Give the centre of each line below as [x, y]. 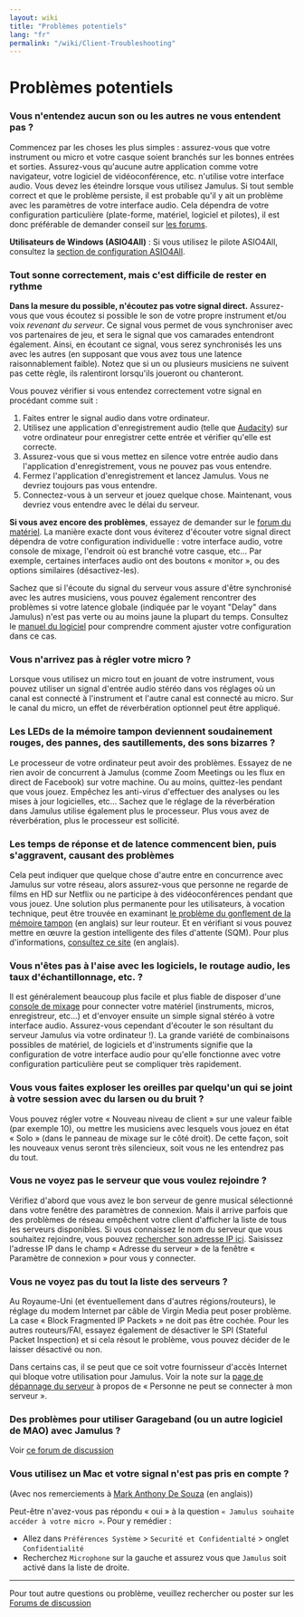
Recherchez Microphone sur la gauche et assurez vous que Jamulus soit [154, 1557]
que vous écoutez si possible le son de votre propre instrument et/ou [158, 316]
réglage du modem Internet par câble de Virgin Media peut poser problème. [151, 1311]
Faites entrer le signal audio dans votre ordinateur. [116, 419]
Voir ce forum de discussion [62, 1450]
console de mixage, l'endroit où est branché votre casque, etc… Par [136, 551]
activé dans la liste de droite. [76, 1567]
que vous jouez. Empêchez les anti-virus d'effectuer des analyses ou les [145, 791]
